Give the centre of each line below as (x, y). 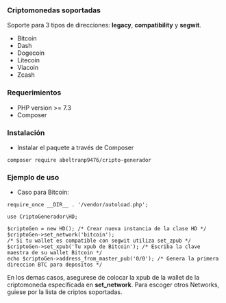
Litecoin (28, 60)
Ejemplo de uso (33, 177)
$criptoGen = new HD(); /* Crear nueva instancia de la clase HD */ (107, 229)
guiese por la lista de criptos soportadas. (65, 292)
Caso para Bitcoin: (43, 192)
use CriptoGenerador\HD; (42, 217)
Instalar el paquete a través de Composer (75, 147)
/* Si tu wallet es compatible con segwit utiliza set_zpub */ (99, 241)
